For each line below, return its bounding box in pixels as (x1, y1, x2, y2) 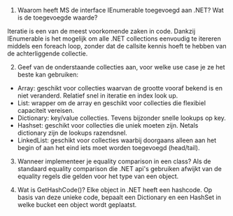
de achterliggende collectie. (7, 49, 88, 58)
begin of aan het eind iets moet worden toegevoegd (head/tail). (17, 144, 201, 151)
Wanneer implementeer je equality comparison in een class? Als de (17, 157, 211, 166)
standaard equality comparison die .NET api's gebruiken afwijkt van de (17, 165, 222, 173)
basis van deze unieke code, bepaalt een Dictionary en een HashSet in (17, 193, 222, 201)
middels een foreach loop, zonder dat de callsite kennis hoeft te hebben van (7, 42, 227, 50)
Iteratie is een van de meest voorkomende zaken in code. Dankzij (7, 27, 196, 35)
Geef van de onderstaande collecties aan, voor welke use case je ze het (17, 63, 225, 71)
